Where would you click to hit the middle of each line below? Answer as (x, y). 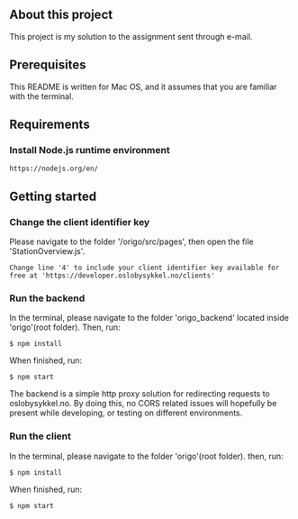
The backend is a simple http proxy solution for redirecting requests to (140, 394)
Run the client (41, 436)
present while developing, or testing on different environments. (126, 413)
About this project (61, 15)
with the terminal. (41, 96)
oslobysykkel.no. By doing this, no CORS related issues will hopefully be (143, 404)
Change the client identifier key (80, 222)
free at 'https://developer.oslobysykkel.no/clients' (113, 276)
